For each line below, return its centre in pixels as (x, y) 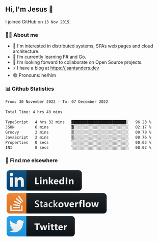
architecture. (26, 51)
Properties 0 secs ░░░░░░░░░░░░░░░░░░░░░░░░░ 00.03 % (78, 143)
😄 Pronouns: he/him (34, 75)
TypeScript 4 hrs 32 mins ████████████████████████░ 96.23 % (78, 122)
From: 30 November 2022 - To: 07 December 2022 (57, 102)
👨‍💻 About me (22, 35)
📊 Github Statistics (30, 89)
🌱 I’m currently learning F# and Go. (49, 57)
